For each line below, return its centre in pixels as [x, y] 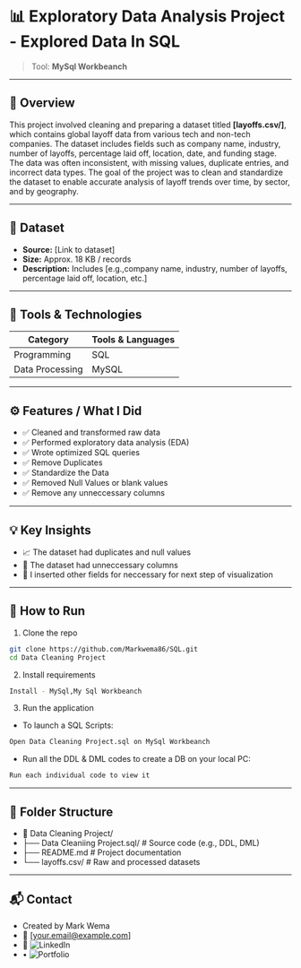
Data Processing [48, 369]
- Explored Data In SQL [95, 42]
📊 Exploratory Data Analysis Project [147, 17]
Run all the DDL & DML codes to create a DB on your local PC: [136, 759]
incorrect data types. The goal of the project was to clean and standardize [146, 172]
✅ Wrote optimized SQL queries [81, 453]
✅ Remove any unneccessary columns [94, 493]
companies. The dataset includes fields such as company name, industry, [145, 143]
